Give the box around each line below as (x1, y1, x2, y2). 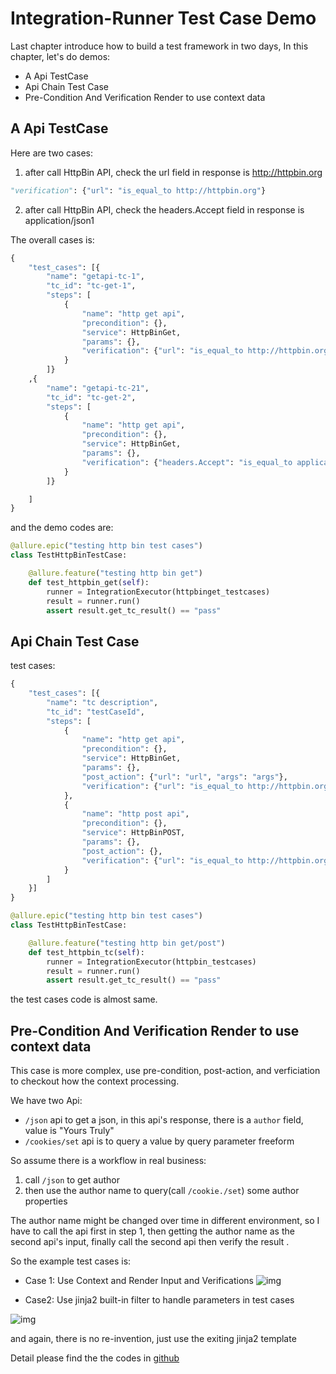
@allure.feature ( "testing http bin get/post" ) (28, 938, 226, 948)
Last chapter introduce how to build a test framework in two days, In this (10, 40, 309, 52)
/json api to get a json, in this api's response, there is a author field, (24, 1114, 304, 1126)
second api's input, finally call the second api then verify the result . (10, 1236, 290, 1248)
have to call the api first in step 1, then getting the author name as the (10, 1225, 295, 1237)
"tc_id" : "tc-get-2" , (46, 392, 137, 402)
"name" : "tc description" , (46, 697, 159, 707)
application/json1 (24, 214, 95, 226)
